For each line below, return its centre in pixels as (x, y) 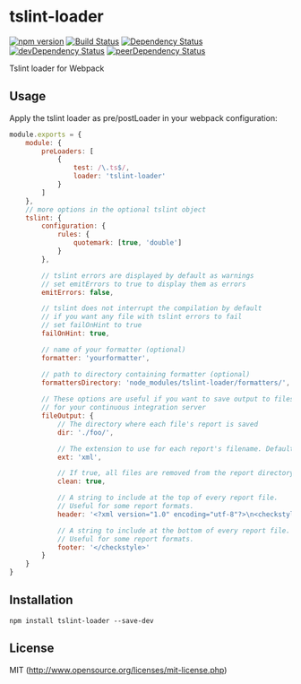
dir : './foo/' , (86, 432)
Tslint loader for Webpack (57, 68)
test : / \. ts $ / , (101, 168)
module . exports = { (46, 134)
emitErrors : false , (78, 292)
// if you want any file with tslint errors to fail (142, 317)
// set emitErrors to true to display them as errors (144, 284)
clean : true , (81, 481)
